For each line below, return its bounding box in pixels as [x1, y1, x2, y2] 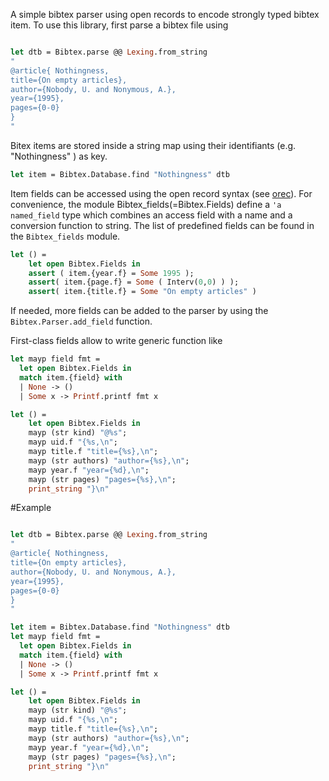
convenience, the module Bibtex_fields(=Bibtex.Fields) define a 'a [10, 198, 282, 210]
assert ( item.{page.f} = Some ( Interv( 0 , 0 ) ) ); [28, 277, 240, 288]
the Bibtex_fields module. [10, 230, 121, 242]
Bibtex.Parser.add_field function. [10, 315, 153, 328]
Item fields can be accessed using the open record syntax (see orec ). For [10, 187, 313, 199]
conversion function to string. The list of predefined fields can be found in [10, 219, 315, 231]
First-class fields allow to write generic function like [10, 335, 223, 347]
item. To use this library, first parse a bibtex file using [10, 19, 229, 31]
